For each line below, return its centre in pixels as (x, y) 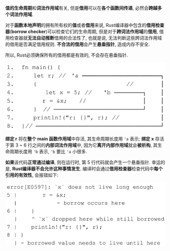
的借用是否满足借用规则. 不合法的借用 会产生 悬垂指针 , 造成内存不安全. (78, 44)
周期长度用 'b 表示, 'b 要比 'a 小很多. (48, 151)
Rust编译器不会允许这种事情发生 (46, 169)
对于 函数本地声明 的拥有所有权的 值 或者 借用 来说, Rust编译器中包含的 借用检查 (85, 25)
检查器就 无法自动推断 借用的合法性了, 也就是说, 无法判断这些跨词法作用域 (86, 38)
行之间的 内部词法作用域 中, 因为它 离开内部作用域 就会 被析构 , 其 (93, 145)
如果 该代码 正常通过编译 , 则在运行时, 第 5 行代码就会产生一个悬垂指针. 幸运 (83, 162)
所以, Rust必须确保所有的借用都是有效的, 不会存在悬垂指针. (67, 55)
